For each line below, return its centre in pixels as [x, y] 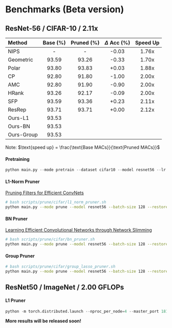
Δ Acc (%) [117, 43]
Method [18, 43]
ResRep [17, 110]
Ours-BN [19, 126]
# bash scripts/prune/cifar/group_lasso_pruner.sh [60, 267]
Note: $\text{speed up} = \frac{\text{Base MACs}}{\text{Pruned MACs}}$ [83, 147]
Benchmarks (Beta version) [65, 9]
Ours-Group [23, 135]
